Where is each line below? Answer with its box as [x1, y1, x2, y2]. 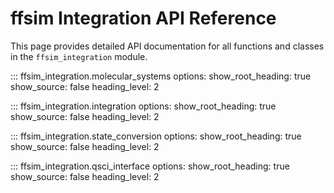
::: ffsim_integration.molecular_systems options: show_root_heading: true [10, 70, 312, 82]
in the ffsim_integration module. [10, 50, 148, 62]
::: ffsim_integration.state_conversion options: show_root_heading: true [10, 130, 302, 142]
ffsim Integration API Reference [10, 7, 277, 30]
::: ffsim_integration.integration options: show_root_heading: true [10, 100, 277, 112]
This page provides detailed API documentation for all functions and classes [10, 40, 325, 52]
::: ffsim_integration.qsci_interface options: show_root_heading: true [10, 160, 290, 172]
